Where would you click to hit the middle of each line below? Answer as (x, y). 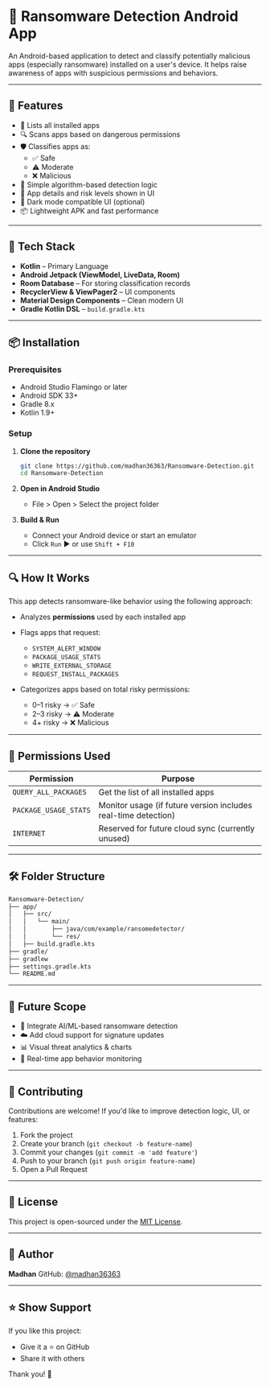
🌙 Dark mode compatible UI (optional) (82, 201)
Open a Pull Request (54, 1169)
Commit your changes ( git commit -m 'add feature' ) (109, 1152)
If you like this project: (45, 1331)
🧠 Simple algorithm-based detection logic (89, 184)
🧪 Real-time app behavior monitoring (81, 1059)
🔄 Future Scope (47, 1007)
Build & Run (39, 520)
